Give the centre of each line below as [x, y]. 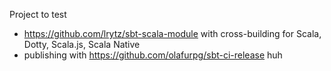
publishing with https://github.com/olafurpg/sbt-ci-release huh [153, 55]
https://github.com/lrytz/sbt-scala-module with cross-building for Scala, [172, 33]
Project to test [38, 14]
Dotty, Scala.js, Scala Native [82, 44]
